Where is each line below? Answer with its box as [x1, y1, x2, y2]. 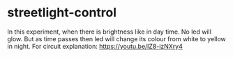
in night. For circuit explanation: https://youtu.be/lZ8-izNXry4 [7, 42, 183, 50]
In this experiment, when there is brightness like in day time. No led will [7, 27, 211, 36]
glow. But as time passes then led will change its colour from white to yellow [7, 34, 227, 43]
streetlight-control [7, 5, 117, 21]
